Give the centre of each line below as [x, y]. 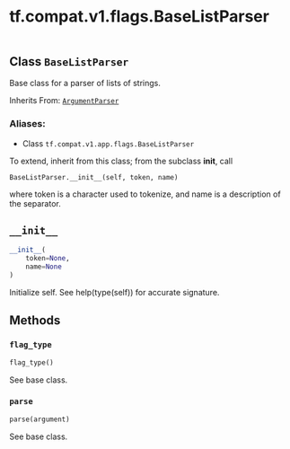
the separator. [35, 203]
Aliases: [28, 124]
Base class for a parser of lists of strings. [85, 84]
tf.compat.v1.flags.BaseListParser [139, 17]
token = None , [48, 259]
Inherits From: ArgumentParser [64, 101]
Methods [35, 321]
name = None [44, 267]
